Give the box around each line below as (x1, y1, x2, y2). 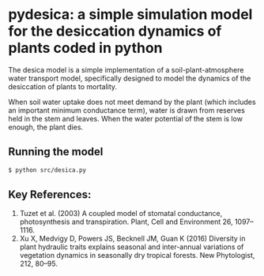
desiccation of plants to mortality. (8, 81, 117, 91)
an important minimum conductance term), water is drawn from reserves (8, 105, 245, 115)
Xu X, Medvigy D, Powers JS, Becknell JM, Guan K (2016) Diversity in (19, 234, 246, 244)
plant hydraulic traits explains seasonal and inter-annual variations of (19, 242, 244, 252)
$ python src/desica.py (8, 166, 87, 174)
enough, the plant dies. (8, 122, 84, 132)
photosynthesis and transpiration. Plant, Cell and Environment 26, (19, 217, 233, 226)
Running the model (8, 145, 104, 159)
